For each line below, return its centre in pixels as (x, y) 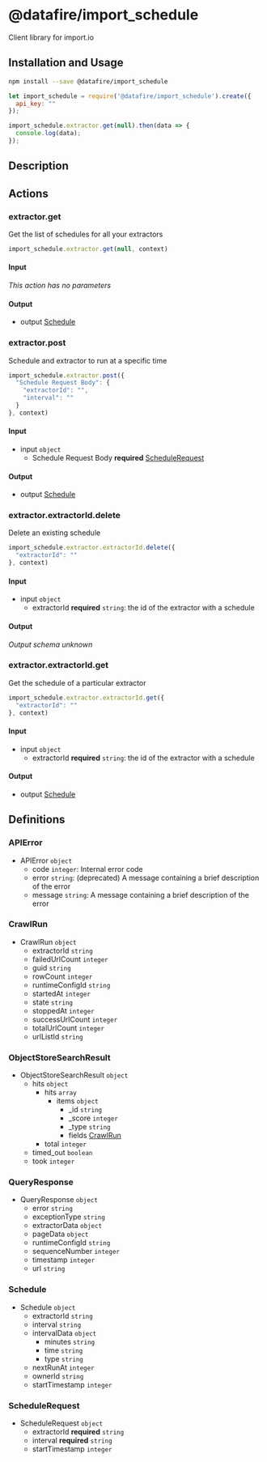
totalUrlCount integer (68, 1028)
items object (77, 1101)
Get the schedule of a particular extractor (77, 682)
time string (64, 1350)
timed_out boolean (62, 1153)
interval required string (72, 1441)
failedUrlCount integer (70, 959)
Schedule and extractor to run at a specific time (88, 360)
